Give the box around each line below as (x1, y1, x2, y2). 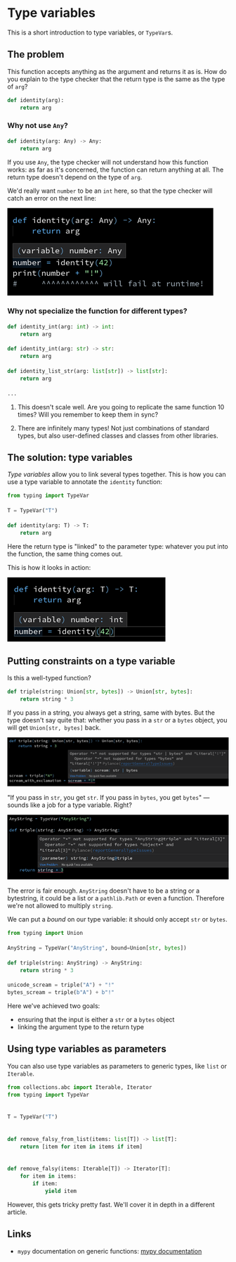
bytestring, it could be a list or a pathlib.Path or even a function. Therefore (7, 894, 225, 903)
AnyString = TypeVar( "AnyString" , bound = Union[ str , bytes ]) (7, 944, 188, 951)
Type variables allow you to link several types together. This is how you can (7, 470, 226, 479)
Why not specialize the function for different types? (7, 306, 188, 316)
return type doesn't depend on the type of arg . (7, 172, 143, 181)
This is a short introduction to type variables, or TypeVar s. (7, 28, 173, 37)
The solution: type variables (7, 452, 133, 464)
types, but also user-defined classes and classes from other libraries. (17, 431, 219, 440)
